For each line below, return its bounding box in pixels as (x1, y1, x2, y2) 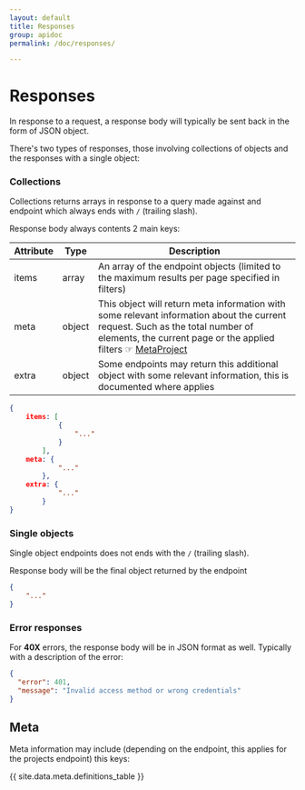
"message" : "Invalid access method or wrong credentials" (17, 685, 242, 695)
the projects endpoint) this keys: (9, 754, 130, 765)
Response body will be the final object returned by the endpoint (9, 565, 248, 576)
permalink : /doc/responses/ (9, 38, 116, 48)
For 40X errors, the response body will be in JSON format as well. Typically (9, 642, 292, 653)
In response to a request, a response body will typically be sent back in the (9, 115, 290, 127)
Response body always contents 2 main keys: (9, 224, 181, 235)
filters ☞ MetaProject (98, 343, 188, 355)
